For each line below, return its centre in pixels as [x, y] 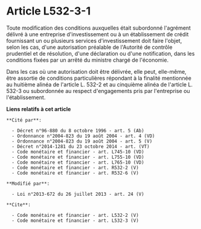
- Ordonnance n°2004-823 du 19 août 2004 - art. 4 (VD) [83, 136]
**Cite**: [19, 205]
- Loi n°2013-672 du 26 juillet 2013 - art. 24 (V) [78, 194]
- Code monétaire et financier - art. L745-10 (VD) [78, 152]
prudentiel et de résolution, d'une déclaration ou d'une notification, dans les [101, 53]
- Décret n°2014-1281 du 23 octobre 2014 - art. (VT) [81, 146]
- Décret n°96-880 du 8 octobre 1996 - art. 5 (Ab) [78, 131]
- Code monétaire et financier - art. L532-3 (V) [75, 221]
